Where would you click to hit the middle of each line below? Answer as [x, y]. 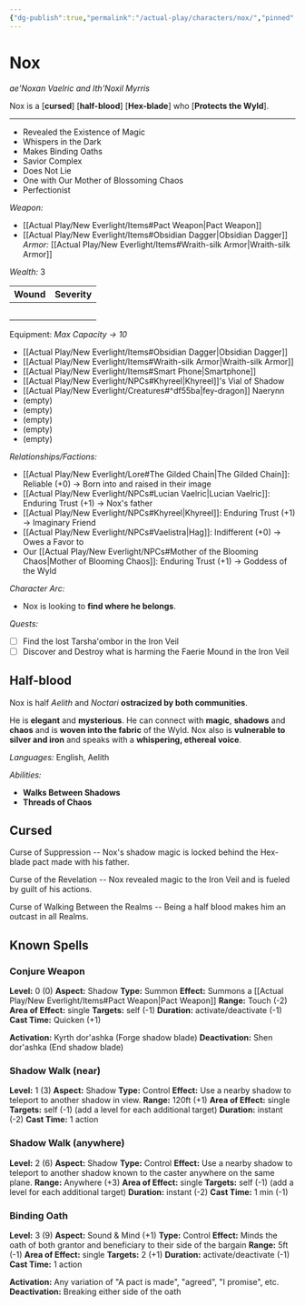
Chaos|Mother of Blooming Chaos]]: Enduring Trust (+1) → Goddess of [155, 561]
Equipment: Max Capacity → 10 [69, 334]
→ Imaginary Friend [59, 522]
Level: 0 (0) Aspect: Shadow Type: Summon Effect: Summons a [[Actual [147, 991]
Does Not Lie [47, 170]
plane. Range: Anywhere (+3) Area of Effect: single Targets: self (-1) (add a [152, 1182]
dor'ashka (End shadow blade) [67, 1047]
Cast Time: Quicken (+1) [55, 1020]
